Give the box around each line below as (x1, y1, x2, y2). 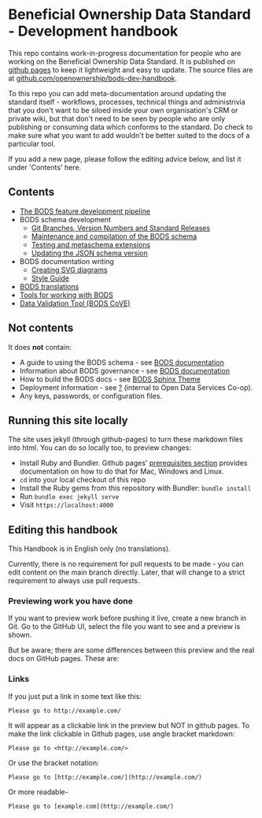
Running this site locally (8, 414, 128, 427)
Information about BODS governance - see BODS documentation (19, 366, 231, 375)
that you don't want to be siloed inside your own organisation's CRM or (8, 105, 238, 115)
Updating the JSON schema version (31, 248, 148, 258)
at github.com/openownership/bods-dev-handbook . (8, 73, 177, 83)
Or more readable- (8, 786, 68, 797)
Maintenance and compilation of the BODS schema (31, 231, 197, 241)
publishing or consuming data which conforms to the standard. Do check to (8, 122, 253, 132)
